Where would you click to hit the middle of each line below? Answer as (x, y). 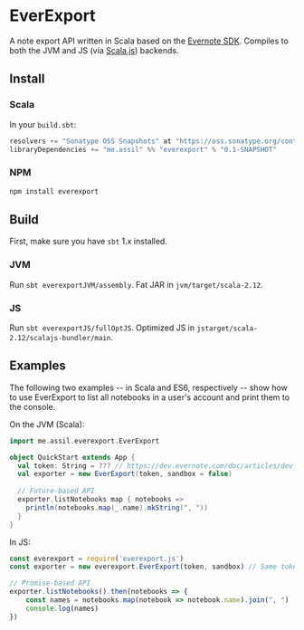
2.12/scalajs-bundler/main (60, 338)
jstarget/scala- (227, 328)
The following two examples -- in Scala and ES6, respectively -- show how (148, 387)
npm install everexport (54, 191)
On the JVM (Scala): (47, 424)
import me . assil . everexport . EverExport (85, 441)
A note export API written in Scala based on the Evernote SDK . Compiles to (149, 41)
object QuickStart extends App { (72, 457)
